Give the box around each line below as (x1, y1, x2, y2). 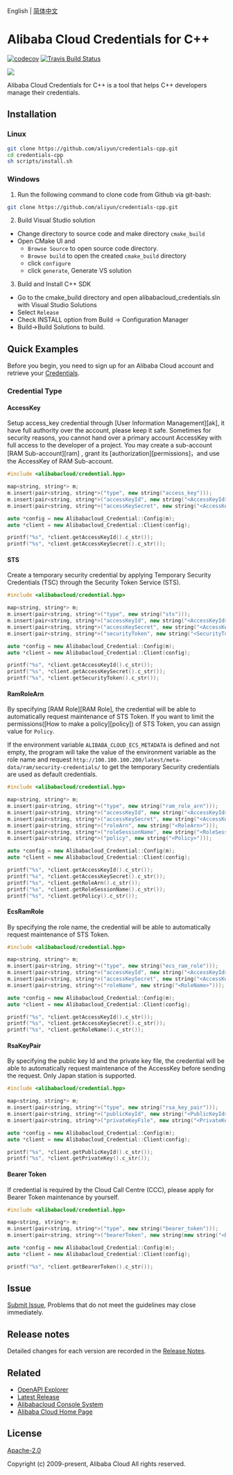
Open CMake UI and (17, 237, 76, 245)
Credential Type (7, 386, 62, 396)
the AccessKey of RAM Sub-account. (7, 457, 114, 465)
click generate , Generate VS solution (27, 267, 132, 275)
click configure (27, 259, 71, 267)
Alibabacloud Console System (17, 1400, 104, 1409)
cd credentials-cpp (7, 151, 64, 158)
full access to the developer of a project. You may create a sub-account (7, 441, 213, 450)
